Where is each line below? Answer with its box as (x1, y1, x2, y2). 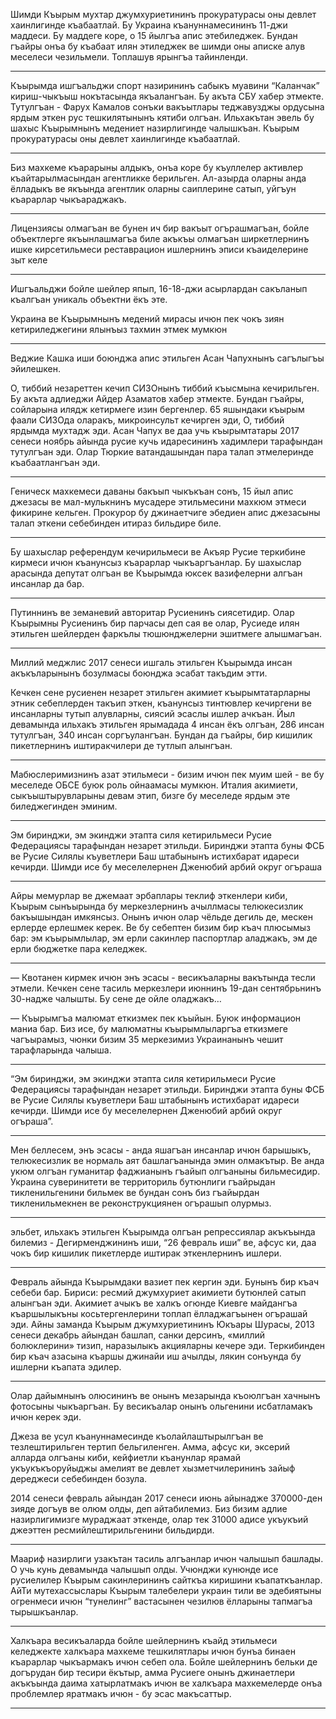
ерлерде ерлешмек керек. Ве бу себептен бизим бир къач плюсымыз (10, 922, 312, 933)
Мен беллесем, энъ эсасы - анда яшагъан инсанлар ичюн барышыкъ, (10, 1144, 312, 1156)
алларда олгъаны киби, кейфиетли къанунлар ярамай (10, 1452, 241, 1463)
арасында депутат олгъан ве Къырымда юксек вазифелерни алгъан (10, 567, 303, 579)
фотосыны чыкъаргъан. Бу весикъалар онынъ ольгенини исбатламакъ (10, 1400, 313, 1412)
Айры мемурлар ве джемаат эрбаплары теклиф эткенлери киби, (10, 890, 288, 901)
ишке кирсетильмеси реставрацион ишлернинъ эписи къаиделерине (10, 244, 309, 255)
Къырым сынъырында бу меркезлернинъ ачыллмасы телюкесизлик (10, 900, 304, 912)
